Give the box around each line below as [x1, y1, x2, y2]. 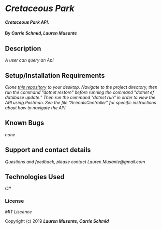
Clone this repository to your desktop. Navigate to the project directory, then [5, 84, 158, 90]
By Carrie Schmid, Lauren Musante [5, 30, 77, 36]
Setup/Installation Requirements [5, 71, 105, 80]
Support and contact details [5, 146, 91, 154]
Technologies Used [5, 173, 64, 181]
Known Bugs [5, 119, 44, 127]
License [5, 197, 24, 204]
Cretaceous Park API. [5, 19, 50, 25]
